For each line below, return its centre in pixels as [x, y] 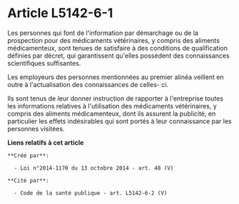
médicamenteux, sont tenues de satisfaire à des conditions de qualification [118, 48]
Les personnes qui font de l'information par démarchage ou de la [103, 33]
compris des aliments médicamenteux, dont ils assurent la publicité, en [112, 113]
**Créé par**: [29, 155]
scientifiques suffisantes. [44, 63]
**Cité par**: [29, 180]
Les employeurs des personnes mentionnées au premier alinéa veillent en [116, 77]
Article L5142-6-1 [60, 13]
